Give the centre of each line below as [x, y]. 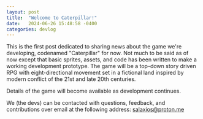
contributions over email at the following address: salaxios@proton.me [95, 109]
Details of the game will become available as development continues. [94, 91]
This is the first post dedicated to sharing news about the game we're [94, 47]
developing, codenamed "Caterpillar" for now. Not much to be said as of [98, 53]
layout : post [23, 12]
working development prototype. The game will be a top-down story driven [101, 66]
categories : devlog [31, 29]
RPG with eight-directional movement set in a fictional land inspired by [95, 73]
